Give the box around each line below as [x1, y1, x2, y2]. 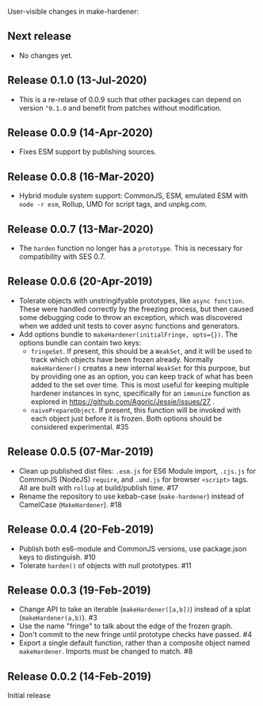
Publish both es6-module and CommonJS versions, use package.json [18, 544, 247, 553]
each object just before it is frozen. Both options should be [30, 414, 223, 423]
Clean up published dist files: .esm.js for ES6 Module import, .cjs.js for [18, 466, 257, 475]
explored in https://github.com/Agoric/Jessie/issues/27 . [30, 396, 215, 406]
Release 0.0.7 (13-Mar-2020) [7, 222, 154, 236]
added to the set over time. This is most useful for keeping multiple [30, 380, 250, 389]
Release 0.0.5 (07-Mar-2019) [7, 445, 154, 459]
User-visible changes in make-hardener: [7, 7, 139, 16]
